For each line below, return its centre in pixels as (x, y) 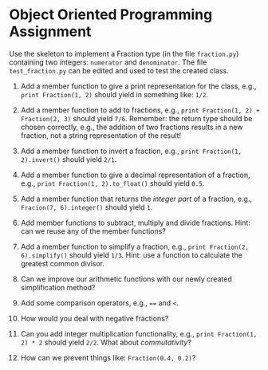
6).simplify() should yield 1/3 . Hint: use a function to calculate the (131, 255)
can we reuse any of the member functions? (93, 231)
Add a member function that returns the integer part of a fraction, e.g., (136, 199)
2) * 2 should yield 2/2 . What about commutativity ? (106, 342)
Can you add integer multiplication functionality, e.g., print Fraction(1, (139, 333)
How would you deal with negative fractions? (95, 318)
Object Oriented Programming (111, 15)
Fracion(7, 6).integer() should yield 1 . (87, 207)
